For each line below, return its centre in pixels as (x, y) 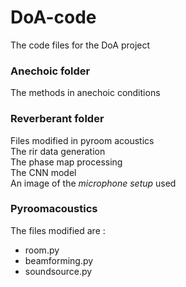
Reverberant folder (57, 119)
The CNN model (43, 172)
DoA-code (53, 17)
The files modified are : (58, 230)
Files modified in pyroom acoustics (82, 140)
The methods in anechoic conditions (85, 93)
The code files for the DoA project (80, 45)
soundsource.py (58, 271)
